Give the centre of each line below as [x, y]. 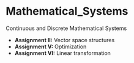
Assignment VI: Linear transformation [63, 53]
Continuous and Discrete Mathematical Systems [66, 28]
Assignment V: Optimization [50, 46]
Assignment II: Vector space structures [65, 40]
